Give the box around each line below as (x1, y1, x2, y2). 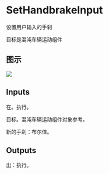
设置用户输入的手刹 (6, 23, 52, 30)
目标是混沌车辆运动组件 (6, 36, 62, 43)
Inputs (6, 87, 30, 97)
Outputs (6, 145, 37, 155)
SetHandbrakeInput (6, 4, 103, 17)
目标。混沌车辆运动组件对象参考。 (6, 116, 88, 123)
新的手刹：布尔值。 (6, 128, 52, 135)
